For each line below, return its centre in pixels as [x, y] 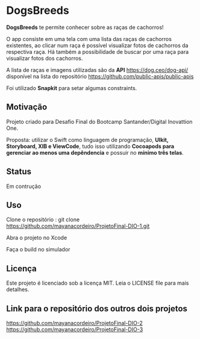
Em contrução [23, 186]
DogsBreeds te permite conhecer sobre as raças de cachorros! [85, 27]
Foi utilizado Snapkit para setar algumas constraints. [72, 88]
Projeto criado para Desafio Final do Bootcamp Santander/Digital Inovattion [99, 121]
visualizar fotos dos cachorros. [45, 58]
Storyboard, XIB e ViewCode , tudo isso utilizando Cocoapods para [90, 146]
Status [19, 172]
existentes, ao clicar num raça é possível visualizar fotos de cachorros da [97, 45]
